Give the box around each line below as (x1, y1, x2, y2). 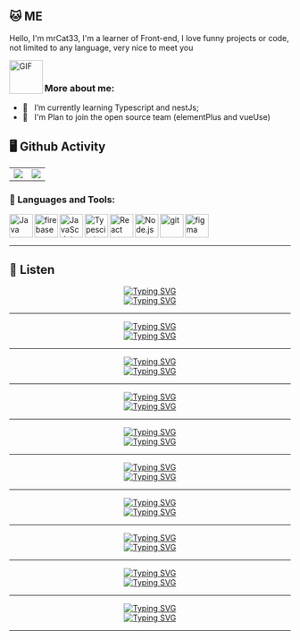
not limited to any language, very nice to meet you (9, 42, 194, 53)
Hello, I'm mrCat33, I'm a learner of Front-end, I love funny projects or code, (9, 32, 290, 43)
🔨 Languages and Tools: (9, 193, 116, 206)
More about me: (44, 81, 115, 94)
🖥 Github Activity (9, 139, 106, 154)
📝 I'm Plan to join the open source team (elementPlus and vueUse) (21, 112, 271, 123)
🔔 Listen (9, 261, 55, 277)
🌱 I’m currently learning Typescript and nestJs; (21, 102, 199, 113)
